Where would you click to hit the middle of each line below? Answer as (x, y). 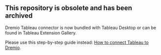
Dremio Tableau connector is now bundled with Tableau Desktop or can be (81, 27)
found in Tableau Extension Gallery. (41, 33)
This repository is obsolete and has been (69, 8)
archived (19, 16)
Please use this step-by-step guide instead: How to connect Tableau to (77, 42)
